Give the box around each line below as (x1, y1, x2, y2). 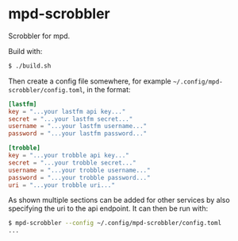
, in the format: (83, 84, 131, 94)
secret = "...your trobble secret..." (8, 158, 136, 167)
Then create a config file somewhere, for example (8, 76, 172, 86)
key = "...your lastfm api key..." (8, 107, 126, 115)
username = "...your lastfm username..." (8, 122, 148, 130)
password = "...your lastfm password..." (8, 130, 148, 138)
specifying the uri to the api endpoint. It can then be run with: (8, 204, 209, 213)
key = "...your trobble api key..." (8, 152, 129, 160)
